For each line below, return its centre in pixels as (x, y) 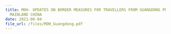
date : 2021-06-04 (24, 19)
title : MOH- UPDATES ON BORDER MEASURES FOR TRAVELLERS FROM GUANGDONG (83, 10)
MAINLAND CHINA (26, 14)
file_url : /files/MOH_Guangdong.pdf (44, 24)
